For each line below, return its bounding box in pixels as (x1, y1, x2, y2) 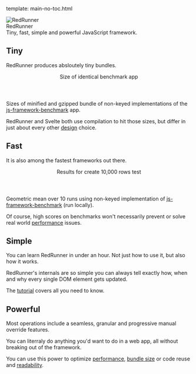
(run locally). (63, 201, 94, 208)
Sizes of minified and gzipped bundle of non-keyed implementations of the (6, 100, 188, 107)
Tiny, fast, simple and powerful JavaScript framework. (6, 29, 138, 36)
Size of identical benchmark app (59, 73, 138, 80)
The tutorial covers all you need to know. (6, 287, 105, 294)
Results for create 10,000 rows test (57, 168, 141, 175)
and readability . (6, 362, 44, 369)
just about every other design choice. (6, 124, 97, 131)
